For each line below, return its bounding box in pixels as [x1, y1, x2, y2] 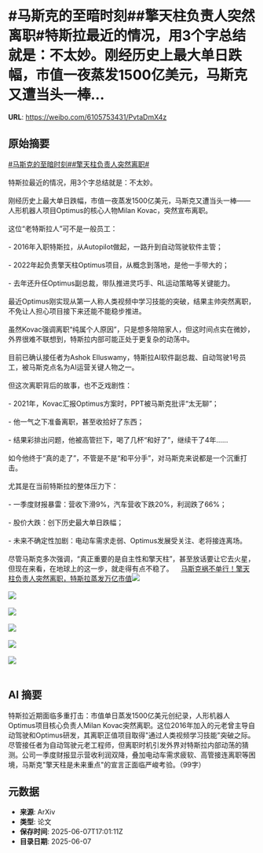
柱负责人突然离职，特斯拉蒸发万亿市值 [8, 573, 132, 583]
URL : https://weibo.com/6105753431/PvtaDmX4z [8, 112, 167, 122]
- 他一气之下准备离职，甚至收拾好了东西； [8, 417, 144, 426]
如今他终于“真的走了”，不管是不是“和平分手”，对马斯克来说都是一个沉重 [8, 453, 241, 462]
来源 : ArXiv [19, 807, 56, 817]
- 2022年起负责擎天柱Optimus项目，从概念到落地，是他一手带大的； [8, 260, 230, 270]
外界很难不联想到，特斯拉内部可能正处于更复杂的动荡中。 [8, 334, 194, 344]
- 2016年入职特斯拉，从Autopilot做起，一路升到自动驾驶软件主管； [8, 241, 224, 252]
